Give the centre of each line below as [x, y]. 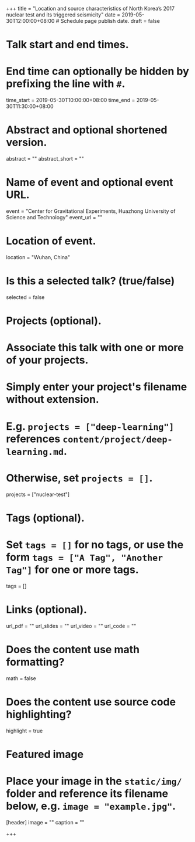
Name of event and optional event [90, 183]
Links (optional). [47, 610]
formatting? [35, 662]
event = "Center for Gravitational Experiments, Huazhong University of [91, 211]
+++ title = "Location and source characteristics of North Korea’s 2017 [90, 9]
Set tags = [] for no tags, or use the [95, 544]
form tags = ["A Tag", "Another [85, 557]
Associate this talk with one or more [95, 348]
